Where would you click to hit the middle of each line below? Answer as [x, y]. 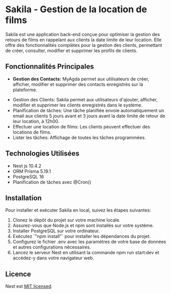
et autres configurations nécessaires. [52, 247]
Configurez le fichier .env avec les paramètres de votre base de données [89, 242]
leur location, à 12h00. [36, 121]
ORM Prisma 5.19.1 [32, 171]
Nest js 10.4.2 [27, 166]
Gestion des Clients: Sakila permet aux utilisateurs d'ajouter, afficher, [85, 99]
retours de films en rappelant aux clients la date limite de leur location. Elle [83, 40]
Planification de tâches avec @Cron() [52, 182]
